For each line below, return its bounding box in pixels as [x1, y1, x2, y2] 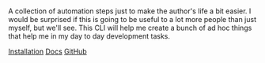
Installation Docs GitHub [8, 46, 87, 57]
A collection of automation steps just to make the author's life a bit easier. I [8, 6, 252, 16]
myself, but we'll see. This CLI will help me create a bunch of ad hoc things [8, 23, 252, 33]
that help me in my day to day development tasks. [8, 31, 171, 41]
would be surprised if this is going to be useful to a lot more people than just [8, 15, 257, 24]
